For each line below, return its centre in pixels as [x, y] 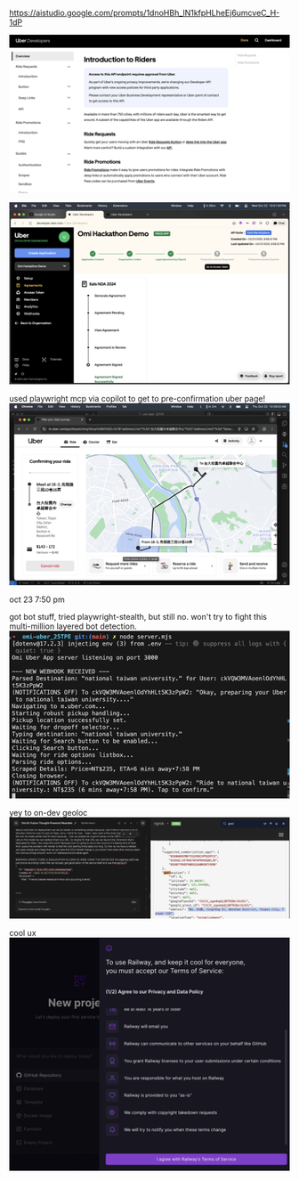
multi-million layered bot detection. [73, 626]
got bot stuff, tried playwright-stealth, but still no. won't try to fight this [138, 617]
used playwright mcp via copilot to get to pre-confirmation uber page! [137, 398]
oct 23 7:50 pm [37, 599]
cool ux [23, 932]
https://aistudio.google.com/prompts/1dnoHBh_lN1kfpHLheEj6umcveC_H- [145, 13]
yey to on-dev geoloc [48, 813]
